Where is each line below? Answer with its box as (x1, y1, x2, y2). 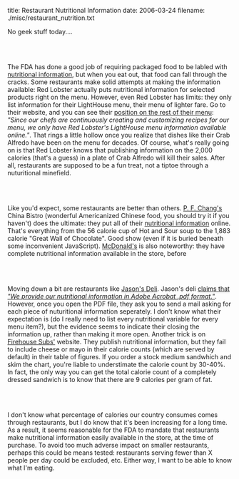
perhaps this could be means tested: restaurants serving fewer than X (7, 448, 213, 457)
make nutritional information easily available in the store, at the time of (7, 433, 214, 441)
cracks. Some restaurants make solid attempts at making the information (7, 78, 221, 86)
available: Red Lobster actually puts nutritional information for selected (7, 86, 215, 93)
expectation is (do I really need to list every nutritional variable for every (7, 315, 219, 323)
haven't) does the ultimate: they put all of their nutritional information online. (7, 219, 231, 227)
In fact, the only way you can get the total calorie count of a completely (7, 368, 217, 376)
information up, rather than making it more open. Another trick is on (7, 330, 206, 338)
